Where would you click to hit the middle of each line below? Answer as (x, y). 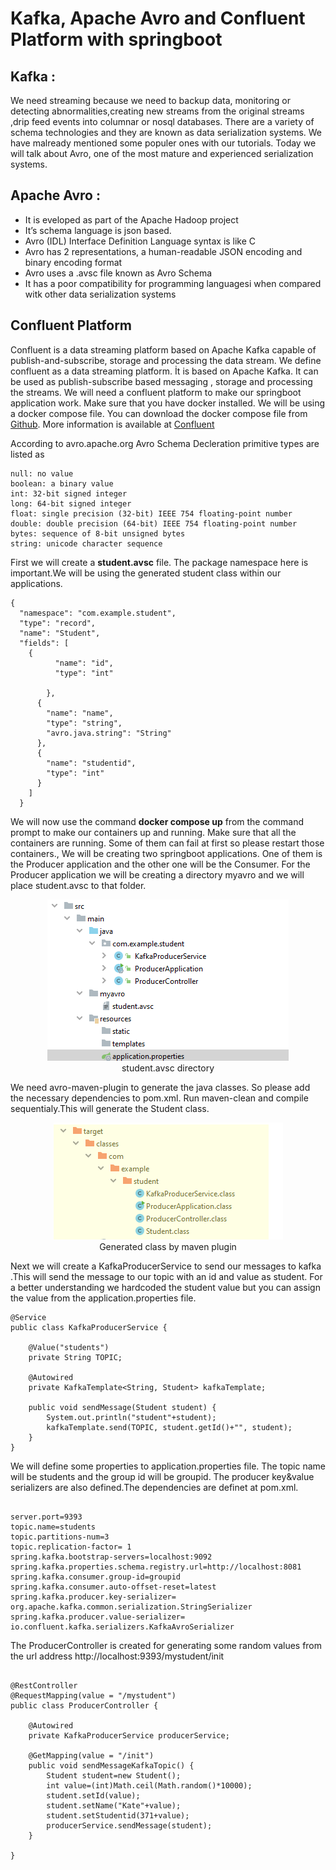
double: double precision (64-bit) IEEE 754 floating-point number (154, 523)
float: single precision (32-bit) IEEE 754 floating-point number (151, 513)
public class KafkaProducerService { (89, 1327)
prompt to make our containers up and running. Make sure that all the (153, 832)
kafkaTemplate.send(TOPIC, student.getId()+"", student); (169, 1427)
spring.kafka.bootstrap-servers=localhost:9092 (111, 1557)
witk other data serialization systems (100, 294)
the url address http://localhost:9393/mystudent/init (117, 1656)
